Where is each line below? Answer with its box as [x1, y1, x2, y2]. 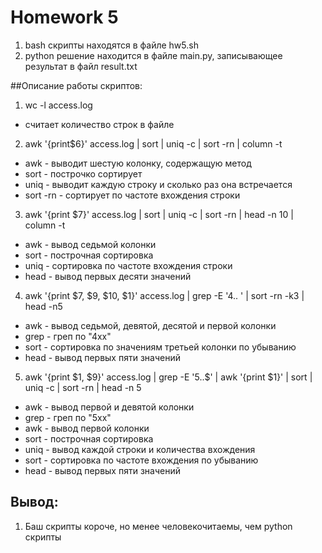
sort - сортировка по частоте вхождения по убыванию [24, 454, 259, 466]
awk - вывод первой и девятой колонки [24, 401, 195, 413]
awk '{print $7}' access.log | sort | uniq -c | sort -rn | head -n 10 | [24, 208, 294, 220]
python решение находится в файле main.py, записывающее [24, 49, 283, 61]
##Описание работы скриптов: [10, 79, 143, 91]
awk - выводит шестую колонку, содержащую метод [24, 157, 252, 169]
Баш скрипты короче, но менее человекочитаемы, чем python [24, 520, 293, 532]
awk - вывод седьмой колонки [24, 238, 157, 250]
